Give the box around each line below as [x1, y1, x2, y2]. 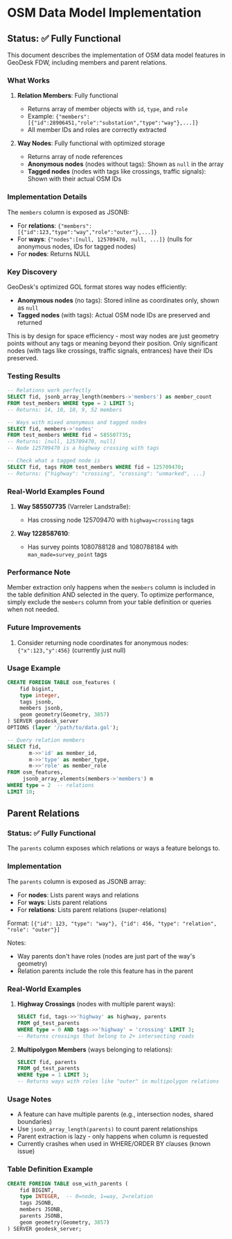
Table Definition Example [7, 1165, 93, 1174]
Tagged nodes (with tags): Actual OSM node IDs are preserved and [17, 310, 211, 319]
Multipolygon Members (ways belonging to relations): [17, 1045, 173, 1054]
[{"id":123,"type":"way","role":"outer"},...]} [17, 228, 157, 235]
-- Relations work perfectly [7, 387, 91, 394]
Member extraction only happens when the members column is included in [7, 583, 216, 592]
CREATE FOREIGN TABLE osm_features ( [7, 679, 116, 685]
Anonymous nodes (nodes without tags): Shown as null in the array [27, 160, 224, 168]
